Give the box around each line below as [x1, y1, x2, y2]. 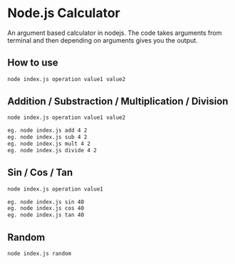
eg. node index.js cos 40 [7, 205, 84, 212]
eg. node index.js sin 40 [7, 198, 84, 206]
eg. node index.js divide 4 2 [7, 147, 98, 154]
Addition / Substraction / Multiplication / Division [7, 95, 229, 107]
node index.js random [7, 250, 72, 257]
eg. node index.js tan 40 [7, 211, 84, 218]
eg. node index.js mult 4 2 [7, 140, 91, 147]
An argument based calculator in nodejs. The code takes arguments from [7, 28, 222, 37]
